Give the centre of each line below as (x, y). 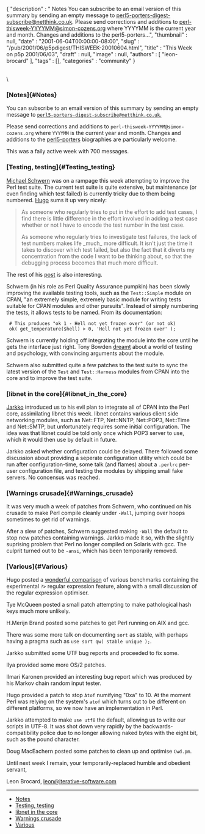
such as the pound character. (43, 739)
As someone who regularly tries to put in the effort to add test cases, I (109, 212)
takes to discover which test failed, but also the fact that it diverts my (108, 249)
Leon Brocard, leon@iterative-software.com (62, 781)
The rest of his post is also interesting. (54, 274)
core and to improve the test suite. (49, 378)
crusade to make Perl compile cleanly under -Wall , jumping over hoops (95, 513)
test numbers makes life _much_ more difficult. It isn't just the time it (107, 243)
